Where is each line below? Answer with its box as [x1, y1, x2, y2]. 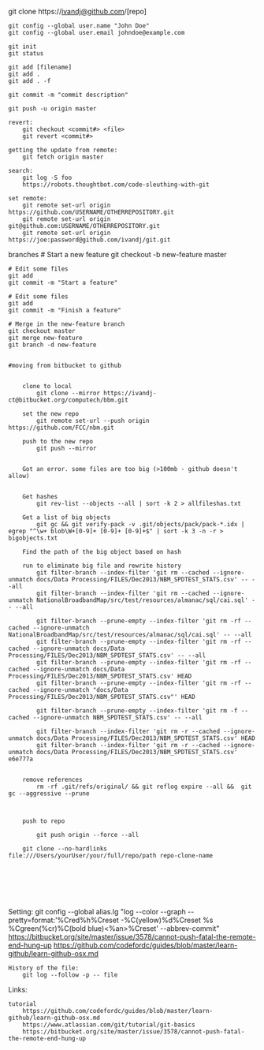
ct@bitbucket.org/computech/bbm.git [8, 396, 128, 404]
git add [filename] [8, 63, 73, 71]
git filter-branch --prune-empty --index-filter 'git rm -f [36, 707, 238, 715]
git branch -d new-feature [8, 341, 97, 349]
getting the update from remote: [8, 146, 118, 154]
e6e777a [8, 755, 34, 763]
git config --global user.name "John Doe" [8, 22, 150, 30]
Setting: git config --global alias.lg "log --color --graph [8, 907, 187, 916]
